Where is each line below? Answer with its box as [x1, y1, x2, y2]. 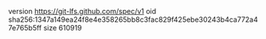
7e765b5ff [8, 23, 42, 32]
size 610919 [43, 23, 82, 32]
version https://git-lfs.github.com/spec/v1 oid [8, 7, 157, 16]
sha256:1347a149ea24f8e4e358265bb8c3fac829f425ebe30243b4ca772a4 [8, 15, 259, 24]
